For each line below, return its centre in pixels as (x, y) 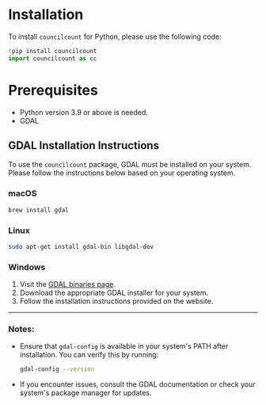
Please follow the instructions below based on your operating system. (122, 173)
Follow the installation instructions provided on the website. (116, 301)
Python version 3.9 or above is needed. (84, 112)
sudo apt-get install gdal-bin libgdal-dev (81, 246)
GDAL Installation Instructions (84, 145)
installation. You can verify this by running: (89, 355)
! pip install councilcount (53, 51)
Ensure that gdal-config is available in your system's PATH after (124, 346)
